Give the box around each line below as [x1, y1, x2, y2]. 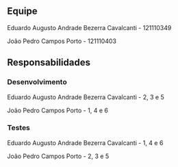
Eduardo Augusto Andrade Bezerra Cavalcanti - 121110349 [7, 23, 172, 31]
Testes [7, 123, 31, 133]
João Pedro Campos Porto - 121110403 [7, 37, 116, 45]
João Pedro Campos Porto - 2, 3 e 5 [7, 152, 110, 160]
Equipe [7, 5, 38, 17]
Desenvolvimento [7, 77, 67, 87]
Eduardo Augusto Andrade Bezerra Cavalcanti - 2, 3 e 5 [7, 92, 164, 101]
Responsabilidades [7, 57, 91, 68]
